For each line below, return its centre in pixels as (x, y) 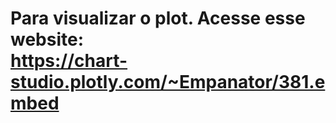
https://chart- (69, 61)
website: (47, 39)
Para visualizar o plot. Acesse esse (158, 18)
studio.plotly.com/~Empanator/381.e (168, 82)
